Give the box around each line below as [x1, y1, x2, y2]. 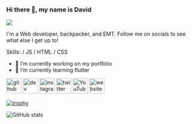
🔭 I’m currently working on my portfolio [14, 60, 112, 67]
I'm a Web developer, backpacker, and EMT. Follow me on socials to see [6, 30, 186, 38]
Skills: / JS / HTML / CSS [6, 48, 68, 56]
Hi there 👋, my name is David [6, 5, 92, 14]
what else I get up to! [6, 37, 59, 44]
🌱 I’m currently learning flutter [14, 66, 90, 74]
